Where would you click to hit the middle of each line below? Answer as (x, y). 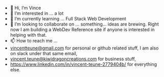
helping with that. (28, 35)
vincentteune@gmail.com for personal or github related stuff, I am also (84, 48)
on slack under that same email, (44, 53)
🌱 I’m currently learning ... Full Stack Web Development (68, 19)
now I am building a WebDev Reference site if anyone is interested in (82, 30)
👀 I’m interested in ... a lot (37, 13)
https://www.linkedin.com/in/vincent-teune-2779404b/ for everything (84, 64)
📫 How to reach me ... (34, 41)
